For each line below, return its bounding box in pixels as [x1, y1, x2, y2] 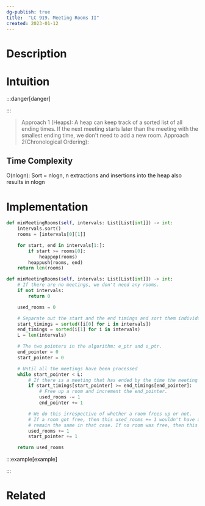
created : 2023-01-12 [6, 20, 59, 26]
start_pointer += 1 [28, 433, 78, 440]
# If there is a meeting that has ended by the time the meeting [28, 377, 198, 383]
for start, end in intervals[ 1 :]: [17, 242, 105, 248]
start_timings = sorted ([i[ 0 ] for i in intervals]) [17, 321, 151, 327]
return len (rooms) [17, 265, 64, 271]
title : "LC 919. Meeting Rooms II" [6, 15, 99, 21]
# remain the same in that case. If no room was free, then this [28, 422, 198, 428]
